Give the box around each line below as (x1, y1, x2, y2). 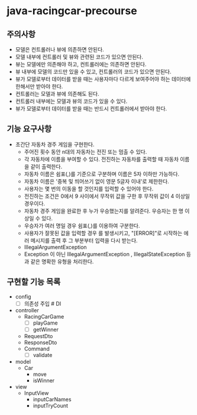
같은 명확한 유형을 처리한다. (30, 258, 94, 265)
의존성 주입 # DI (24, 300, 62, 307)
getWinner (33, 326, 59, 333)
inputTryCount (33, 402, 69, 409)
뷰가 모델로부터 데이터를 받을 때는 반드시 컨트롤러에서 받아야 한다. (15, 105, 167, 112)
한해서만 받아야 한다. (15, 83, 63, 90)
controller (15, 306, 39, 314)
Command (24, 345, 50, 352)
